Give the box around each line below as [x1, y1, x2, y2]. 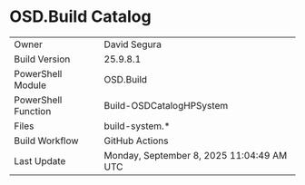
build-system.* [103, 120, 171, 132]
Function [14, 104, 52, 117]
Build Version [14, 53, 71, 65]
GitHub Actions [103, 134, 169, 147]
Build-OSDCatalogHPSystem [103, 99, 229, 112]
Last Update [14, 154, 66, 167]
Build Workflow [14, 134, 79, 147]
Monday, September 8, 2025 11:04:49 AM [103, 149, 288, 161]
